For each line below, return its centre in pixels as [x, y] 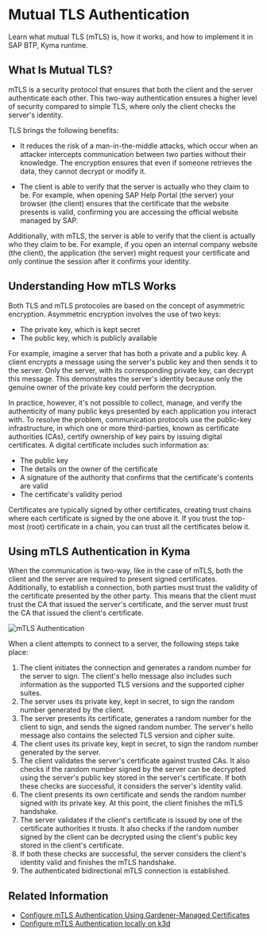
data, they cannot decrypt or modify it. [83, 171]
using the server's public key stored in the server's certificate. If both [133, 777]
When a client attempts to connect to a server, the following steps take [124, 644]
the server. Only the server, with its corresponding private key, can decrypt [131, 370]
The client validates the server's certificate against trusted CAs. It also [135, 761]
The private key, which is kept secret [80, 329]
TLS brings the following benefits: [64, 130]
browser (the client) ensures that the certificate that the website [124, 203]
